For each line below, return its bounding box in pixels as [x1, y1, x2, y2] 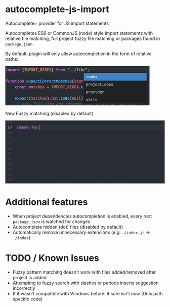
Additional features [5, 196, 88, 208]
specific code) [12, 296, 43, 302]
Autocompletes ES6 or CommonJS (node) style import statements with [5, 30, 153, 36]
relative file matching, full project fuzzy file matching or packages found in [5, 35, 160, 41]
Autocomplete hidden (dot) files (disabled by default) [12, 224, 123, 230]
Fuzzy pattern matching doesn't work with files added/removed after [12, 269, 156, 275]
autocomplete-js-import [5, 4, 110, 15]
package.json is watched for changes [12, 218, 90, 225]
